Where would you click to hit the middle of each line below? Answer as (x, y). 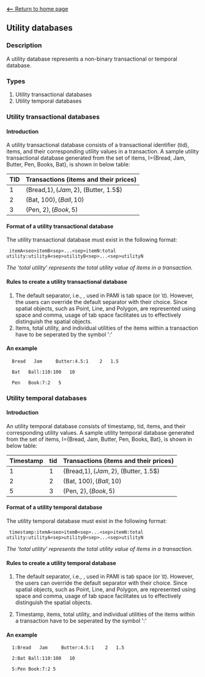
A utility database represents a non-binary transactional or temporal (92, 59)
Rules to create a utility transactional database (67, 281)
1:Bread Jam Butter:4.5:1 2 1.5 (68, 648)
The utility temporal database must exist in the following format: (87, 521)
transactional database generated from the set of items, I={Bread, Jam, (96, 158)
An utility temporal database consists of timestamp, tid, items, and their (96, 426)
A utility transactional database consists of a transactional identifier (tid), (98, 145)
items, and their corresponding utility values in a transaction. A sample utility (103, 152)
